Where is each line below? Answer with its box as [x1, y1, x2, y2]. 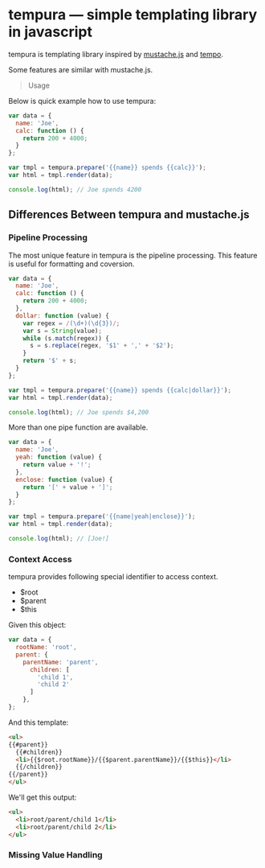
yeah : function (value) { [15, 453, 103, 462]
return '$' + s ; [22, 356, 78, 365]
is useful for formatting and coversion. [8, 259, 135, 269]
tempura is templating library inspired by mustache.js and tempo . [8, 49, 223, 59]
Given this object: [8, 620, 67, 630]
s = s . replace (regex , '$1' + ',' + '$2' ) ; [29, 342, 174, 350]
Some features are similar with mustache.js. [8, 64, 153, 74]
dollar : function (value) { [15, 311, 110, 319]
